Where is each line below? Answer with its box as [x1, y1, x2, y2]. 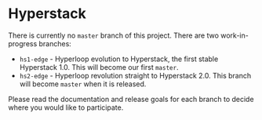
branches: [38, 38, 72, 48]
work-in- [220, 31, 249, 40]
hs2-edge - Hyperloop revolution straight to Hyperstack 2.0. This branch [19, 71, 252, 80]
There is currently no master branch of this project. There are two [8, 31, 220, 40]
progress [8, 38, 38, 48]
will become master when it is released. [19, 79, 147, 89]
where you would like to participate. [8, 103, 124, 112]
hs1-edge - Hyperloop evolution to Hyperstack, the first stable [19, 54, 219, 64]
